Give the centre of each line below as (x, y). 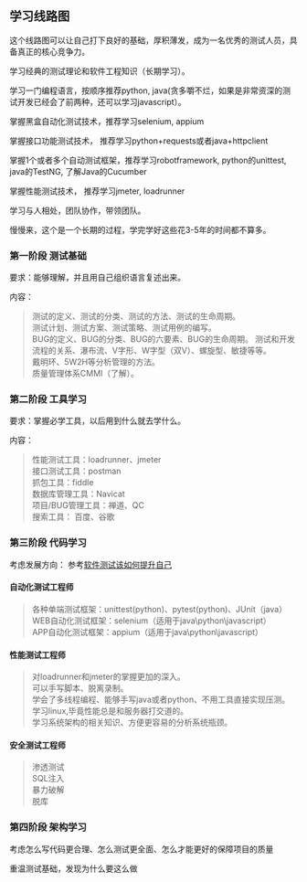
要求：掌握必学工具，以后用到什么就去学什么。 (97, 421)
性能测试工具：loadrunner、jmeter (96, 460)
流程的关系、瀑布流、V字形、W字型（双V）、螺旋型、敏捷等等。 (151, 351)
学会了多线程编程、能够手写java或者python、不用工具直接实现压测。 (161, 700)
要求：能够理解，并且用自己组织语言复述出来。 (97, 278)
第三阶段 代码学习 (48, 543)
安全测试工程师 (37, 745)
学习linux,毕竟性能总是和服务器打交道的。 (110, 711)
